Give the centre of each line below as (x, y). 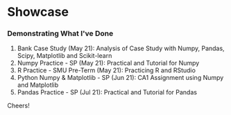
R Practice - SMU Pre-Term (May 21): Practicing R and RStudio (106, 70)
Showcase (38, 12)
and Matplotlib (38, 85)
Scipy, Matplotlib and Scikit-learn (65, 56)
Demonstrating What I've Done (60, 34)
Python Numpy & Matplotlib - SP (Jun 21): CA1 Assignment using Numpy (120, 78)
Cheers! (18, 106)
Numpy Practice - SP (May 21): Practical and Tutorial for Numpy (108, 63)
